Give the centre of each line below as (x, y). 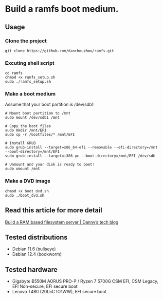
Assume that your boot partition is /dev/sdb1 (49, 104)
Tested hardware (31, 270)
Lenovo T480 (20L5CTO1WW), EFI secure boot (59, 292)
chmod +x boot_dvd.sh (27, 191)
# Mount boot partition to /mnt (38, 113)
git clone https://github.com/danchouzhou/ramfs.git (60, 51)
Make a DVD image (28, 181)
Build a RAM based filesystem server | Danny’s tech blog (62, 222)
